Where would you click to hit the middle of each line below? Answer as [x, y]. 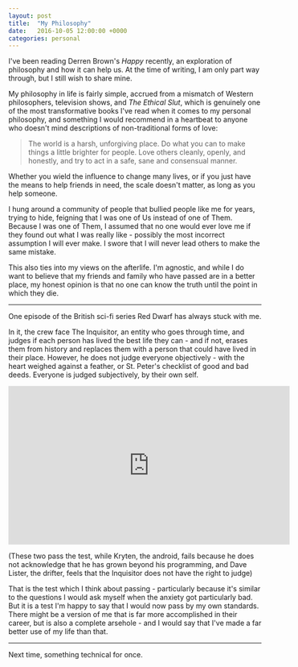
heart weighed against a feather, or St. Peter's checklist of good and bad [129, 367]
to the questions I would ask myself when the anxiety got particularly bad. [131, 598]
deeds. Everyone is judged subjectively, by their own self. [104, 375]
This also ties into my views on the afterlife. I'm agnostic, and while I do [127, 267]
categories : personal [45, 38]
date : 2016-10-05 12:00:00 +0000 [68, 31]
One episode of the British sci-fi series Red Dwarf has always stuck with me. [135, 317]
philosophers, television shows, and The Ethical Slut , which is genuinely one [135, 102]
